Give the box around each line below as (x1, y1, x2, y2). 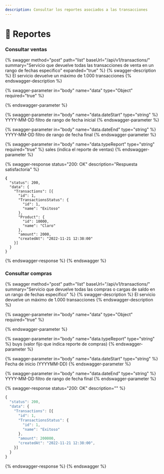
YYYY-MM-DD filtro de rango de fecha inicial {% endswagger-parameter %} (5, 117, 160, 123)
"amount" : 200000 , (18, 436, 56, 441)
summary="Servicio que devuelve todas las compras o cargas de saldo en (5, 286, 155, 293)
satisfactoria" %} (5, 167, 40, 173)
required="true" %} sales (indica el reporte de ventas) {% (5, 147, 121, 152)
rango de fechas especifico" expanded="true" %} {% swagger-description (5, 67, 156, 74)
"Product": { (18, 215, 45, 220)
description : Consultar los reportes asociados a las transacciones (5, 7, 148, 12)
